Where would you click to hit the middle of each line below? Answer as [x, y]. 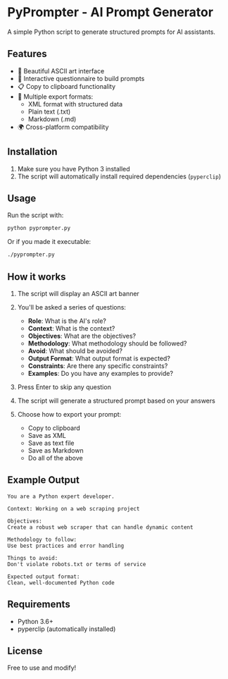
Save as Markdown [56, 450]
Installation [32, 152]
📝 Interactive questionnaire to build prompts [81, 78]
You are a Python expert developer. [61, 496]
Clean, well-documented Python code [61, 582]
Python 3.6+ [36, 621]
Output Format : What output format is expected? [99, 358]
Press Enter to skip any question [64, 387]
